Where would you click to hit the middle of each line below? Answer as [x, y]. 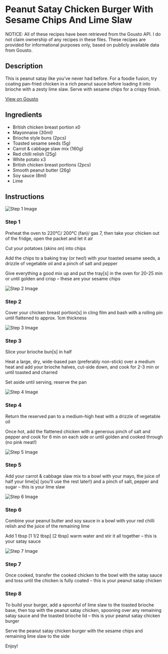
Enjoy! [12, 646]
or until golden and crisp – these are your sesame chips [63, 278]
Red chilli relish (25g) [35, 154]
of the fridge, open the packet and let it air [49, 238]
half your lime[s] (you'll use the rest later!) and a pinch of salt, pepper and [82, 481]
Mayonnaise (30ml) [33, 132]
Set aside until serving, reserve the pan [46, 382]
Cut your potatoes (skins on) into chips [46, 248]
